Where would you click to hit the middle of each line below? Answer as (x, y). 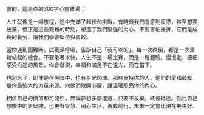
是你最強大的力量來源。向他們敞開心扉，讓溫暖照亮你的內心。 (83, 85)
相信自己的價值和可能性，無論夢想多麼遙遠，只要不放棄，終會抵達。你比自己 (102, 98)
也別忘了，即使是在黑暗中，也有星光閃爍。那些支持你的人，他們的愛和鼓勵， (102, 78)
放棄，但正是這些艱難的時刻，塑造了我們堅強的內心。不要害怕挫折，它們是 (99, 29)
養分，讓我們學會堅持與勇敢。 (54, 37)
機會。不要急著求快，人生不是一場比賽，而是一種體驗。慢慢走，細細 (112, 57)
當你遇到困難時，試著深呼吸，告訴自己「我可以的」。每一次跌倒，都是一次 (98, 50)
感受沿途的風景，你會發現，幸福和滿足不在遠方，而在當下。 (81, 65)
